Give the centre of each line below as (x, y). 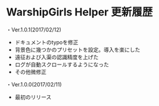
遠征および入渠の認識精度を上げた (57, 57)
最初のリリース (33, 97)
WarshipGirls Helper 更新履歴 (79, 12)
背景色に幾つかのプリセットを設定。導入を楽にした (77, 49)
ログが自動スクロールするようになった (62, 64)
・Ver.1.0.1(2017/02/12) (34, 30)
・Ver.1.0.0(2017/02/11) (34, 84)
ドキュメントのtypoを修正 (46, 42)
